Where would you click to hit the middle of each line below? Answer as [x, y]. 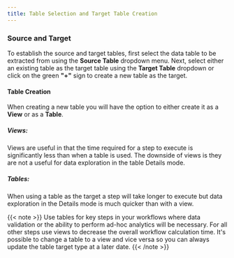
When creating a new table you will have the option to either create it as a [113, 107]
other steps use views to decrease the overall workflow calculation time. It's [116, 232]
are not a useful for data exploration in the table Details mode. [96, 163]
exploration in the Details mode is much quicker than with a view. [101, 204]
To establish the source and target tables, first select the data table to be [112, 53]
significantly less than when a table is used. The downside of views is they [115, 155]
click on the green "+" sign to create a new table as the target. [97, 75]
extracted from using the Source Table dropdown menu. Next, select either [116, 61]
